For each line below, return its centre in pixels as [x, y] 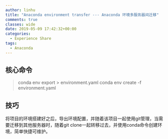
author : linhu [20, 10]
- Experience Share [31, 39]
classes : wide [20, 24]
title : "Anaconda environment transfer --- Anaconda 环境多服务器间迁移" [82, 15]
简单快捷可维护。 [32, 131]
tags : [11, 43]
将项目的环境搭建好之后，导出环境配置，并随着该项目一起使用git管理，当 [82, 119]
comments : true [22, 19]
